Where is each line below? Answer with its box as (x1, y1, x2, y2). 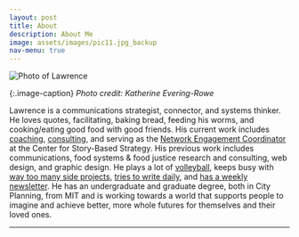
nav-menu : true (9, 46, 66, 55)
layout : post (9, 12, 58, 22)
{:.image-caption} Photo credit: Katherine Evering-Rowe (9, 88, 214, 99)
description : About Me (9, 29, 93, 38)
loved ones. (9, 209, 53, 220)
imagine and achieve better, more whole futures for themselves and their (9, 200, 276, 210)
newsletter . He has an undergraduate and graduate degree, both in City (9, 181, 271, 192)
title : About (9, 21, 58, 30)
